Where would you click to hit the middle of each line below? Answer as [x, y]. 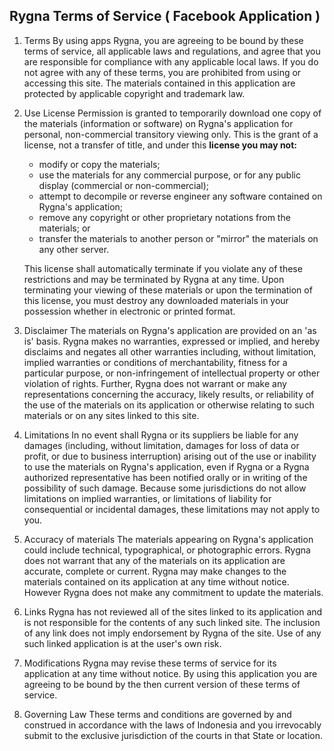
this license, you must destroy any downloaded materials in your [156, 300]
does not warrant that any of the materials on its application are [154, 560]
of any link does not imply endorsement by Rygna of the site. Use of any [172, 633]
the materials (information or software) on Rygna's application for [158, 123]
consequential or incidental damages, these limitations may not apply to [172, 509]
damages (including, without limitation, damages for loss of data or [161, 445]
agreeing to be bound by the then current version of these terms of [162, 684]
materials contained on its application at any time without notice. [156, 581]
